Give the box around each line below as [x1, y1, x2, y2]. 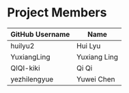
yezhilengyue [10, 74, 54, 83]
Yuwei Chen [76, 74, 115, 83]
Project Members [7, 5, 107, 21]
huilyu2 [10, 41, 35, 51]
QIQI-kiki [10, 63, 40, 72]
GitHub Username [10, 29, 70, 39]
